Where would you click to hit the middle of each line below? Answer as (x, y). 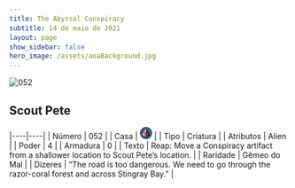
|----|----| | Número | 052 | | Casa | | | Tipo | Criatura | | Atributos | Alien (148, 136)
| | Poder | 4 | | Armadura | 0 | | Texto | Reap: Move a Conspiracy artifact (141, 145)
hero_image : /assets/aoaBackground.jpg (83, 56)
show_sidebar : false (47, 47)
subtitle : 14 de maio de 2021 (65, 28)
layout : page (33, 37)
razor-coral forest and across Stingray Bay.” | (92, 174)
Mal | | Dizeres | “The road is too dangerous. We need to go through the (140, 164)
